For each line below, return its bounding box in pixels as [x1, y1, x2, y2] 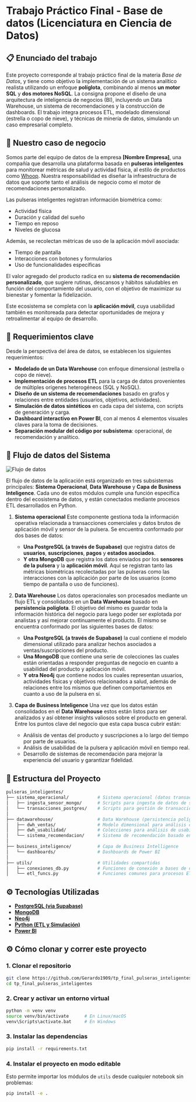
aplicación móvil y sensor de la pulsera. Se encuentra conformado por [14, 526, 184, 533]
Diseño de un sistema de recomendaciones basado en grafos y [14, 390, 170, 397]
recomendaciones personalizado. [6, 184, 86, 191]
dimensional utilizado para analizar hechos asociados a [23, 641, 156, 648]
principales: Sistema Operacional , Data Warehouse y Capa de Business [6, 483, 181, 490]
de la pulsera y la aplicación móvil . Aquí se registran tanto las [23, 562, 173, 569]
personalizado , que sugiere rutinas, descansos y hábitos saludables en [6, 279, 178, 286]
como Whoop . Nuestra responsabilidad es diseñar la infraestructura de [6, 172, 177, 179]
